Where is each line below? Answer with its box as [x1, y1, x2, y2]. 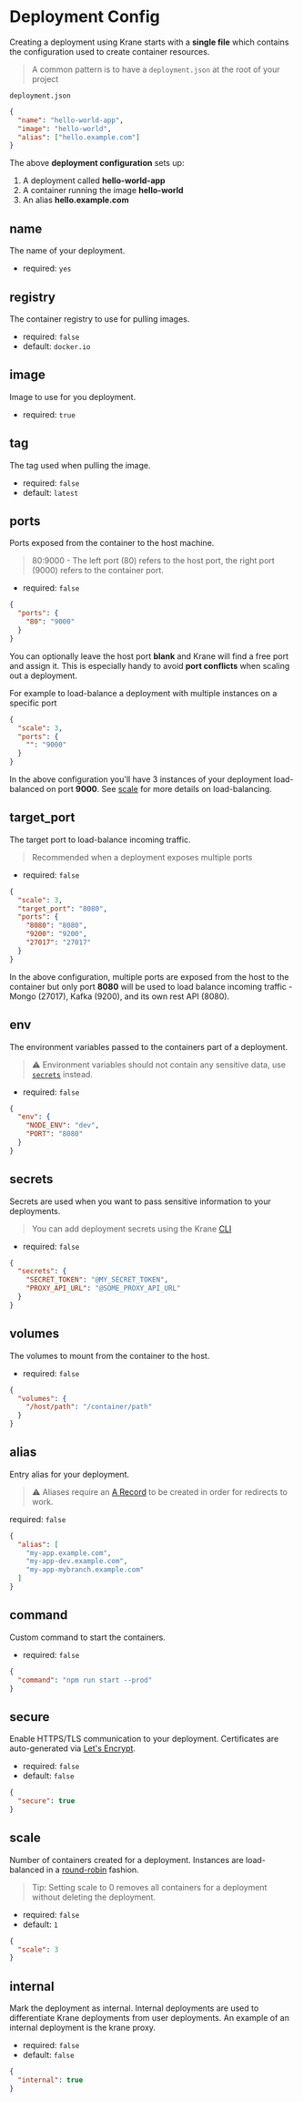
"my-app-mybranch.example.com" [25, 1565, 145, 1574]
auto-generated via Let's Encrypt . [9, 1743, 136, 1754]
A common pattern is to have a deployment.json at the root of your [31, 64, 280, 75]
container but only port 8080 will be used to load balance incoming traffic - [9, 981, 293, 992]
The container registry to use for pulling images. [9, 313, 190, 325]
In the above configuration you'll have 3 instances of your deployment [9, 774, 272, 785]
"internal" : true [17, 2076, 84, 2085]
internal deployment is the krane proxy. [9, 2022, 157, 2034]
